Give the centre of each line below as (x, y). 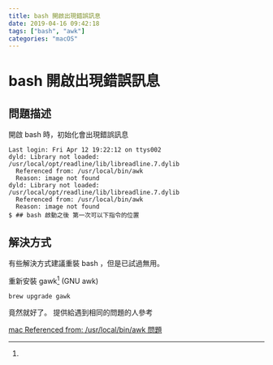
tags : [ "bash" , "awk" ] (47, 31)
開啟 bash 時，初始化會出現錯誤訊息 (69, 135)
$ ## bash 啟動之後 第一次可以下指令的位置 (74, 216)
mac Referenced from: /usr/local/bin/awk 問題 (85, 329)
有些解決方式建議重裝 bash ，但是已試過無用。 (87, 264)
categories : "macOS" (43, 39)
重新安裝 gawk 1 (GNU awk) (54, 280)
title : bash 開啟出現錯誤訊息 (55, 16)
